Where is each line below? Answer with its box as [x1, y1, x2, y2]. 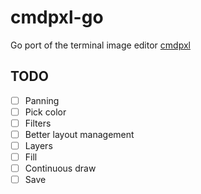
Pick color [24, 106, 67, 118]
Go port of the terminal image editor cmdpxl [10, 39, 191, 51]
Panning [24, 94, 60, 106]
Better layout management [24, 128, 135, 140]
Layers [24, 140, 53, 151]
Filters [24, 117, 52, 129]
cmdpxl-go [10, 6, 104, 29]
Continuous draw [24, 162, 97, 175]
